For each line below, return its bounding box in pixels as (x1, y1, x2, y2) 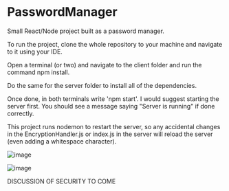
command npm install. (7, 68, 70, 76)
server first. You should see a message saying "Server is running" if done (7, 102, 215, 110)
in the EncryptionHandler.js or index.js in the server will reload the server (7, 130, 213, 138)
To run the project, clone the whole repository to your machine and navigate (7, 40, 223, 48)
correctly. (7, 109, 34, 117)
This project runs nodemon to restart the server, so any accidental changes (7, 122, 221, 131)
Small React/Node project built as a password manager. (7, 27, 165, 35)
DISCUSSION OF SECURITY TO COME (7, 177, 116, 186)
